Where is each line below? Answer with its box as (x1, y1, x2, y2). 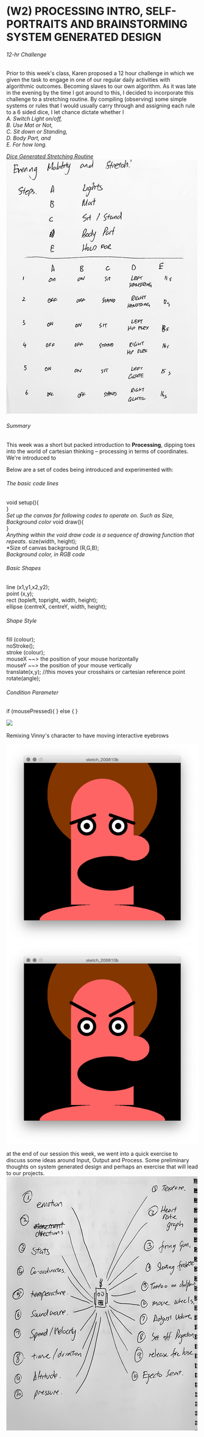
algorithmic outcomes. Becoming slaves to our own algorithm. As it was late (6, 82, 197, 90)
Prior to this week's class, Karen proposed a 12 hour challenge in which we (6, 70, 194, 77)
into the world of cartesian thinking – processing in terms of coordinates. (6, 447, 189, 455)
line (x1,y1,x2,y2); (6, 584, 50, 590)
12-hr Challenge (6, 51, 47, 58)
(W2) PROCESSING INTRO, (6, 4, 143, 18)
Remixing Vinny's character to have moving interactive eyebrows (6, 732, 169, 739)
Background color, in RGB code (6, 551, 85, 558)
